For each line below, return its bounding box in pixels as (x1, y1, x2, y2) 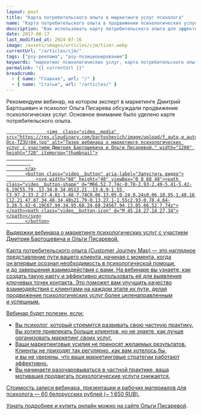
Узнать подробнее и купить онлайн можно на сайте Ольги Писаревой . (6, 402, 188, 409)
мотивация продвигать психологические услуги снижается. (14, 372, 170, 380)
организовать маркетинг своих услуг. (14, 334, 112, 341)
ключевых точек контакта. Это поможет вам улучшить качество (6, 279, 173, 286)
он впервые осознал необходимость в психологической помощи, (6, 260, 176, 266)
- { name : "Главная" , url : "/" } (11, 76, 96, 82)
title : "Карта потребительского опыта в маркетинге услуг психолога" (6, 14, 185, 20)
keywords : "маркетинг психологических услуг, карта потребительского (6, 59, 185, 65)
